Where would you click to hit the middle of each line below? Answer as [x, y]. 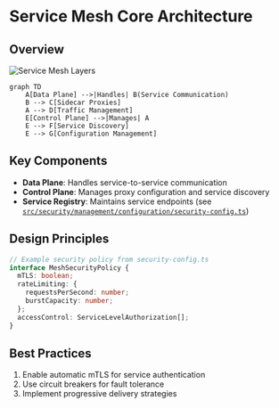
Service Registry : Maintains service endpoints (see [117, 201]
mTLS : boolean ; [45, 276]
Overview [37, 49]
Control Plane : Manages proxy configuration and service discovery [146, 192]
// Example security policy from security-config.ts [109, 259]
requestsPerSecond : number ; [77, 293]
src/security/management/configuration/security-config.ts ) [135, 210]
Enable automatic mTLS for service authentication [114, 375]
